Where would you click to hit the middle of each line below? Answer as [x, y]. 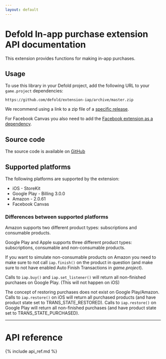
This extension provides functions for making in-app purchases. [70, 58]
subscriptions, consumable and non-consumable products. [65, 248]
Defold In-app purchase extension [77, 34]
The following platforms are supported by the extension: [62, 179]
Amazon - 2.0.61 [29, 199]
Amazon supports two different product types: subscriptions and [71, 228]
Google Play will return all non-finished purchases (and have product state [81, 308]
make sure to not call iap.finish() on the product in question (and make [79, 263]
